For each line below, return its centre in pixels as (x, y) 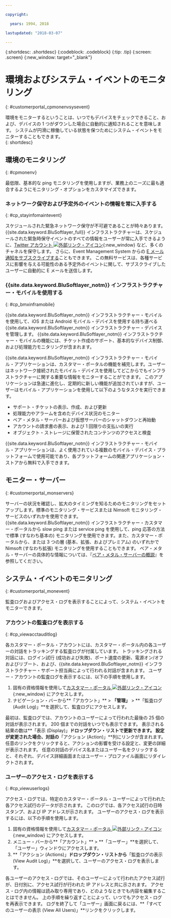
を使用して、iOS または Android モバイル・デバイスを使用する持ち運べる (82, 321)
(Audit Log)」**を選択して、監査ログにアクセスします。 (71, 707)
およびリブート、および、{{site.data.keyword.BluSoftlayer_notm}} (75, 664)
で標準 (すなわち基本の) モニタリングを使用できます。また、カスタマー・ (82, 535)
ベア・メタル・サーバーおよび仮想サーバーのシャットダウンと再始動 (84, 419)
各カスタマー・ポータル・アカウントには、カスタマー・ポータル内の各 (79, 644)
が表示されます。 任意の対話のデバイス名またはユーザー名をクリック (77, 749)
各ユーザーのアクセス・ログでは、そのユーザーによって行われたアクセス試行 (85, 878)
